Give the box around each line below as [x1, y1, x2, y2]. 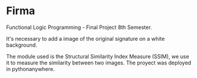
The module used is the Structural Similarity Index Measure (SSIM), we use [6, 53, 189, 60]
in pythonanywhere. [6, 65, 55, 72]
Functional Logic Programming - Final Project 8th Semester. [6, 24, 152, 31]
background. [6, 41, 37, 48]
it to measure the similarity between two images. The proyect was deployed [6, 59, 192, 66]
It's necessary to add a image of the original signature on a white [6, 35, 165, 42]
